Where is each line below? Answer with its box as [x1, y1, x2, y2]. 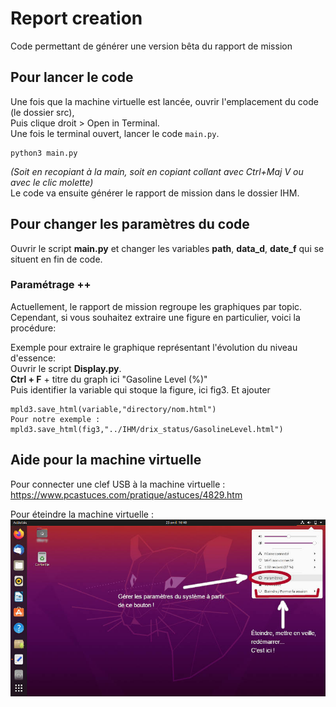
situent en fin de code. [10, 253, 103, 265]
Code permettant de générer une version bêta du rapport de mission [10, 40, 293, 52]
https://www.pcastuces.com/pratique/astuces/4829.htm [10, 488, 243, 501]
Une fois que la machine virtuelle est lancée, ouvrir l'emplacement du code [10, 95, 319, 107]
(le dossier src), [10, 106, 75, 118]
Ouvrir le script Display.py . [10, 362, 122, 374]
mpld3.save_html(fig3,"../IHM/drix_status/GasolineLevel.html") [10, 424, 284, 434]
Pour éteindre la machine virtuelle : [10, 508, 154, 520]
